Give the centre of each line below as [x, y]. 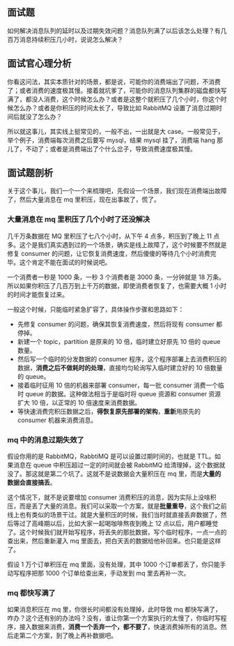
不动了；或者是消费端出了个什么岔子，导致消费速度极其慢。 [111, 149]
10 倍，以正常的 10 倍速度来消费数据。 [86, 403]
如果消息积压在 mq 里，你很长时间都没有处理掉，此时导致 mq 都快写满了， [114, 610]
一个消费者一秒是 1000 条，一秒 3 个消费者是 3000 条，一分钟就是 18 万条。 [116, 277]
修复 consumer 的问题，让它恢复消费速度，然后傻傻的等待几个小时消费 [109, 253]
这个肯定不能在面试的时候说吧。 [65, 262]
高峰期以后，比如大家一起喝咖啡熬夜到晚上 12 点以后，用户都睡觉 [125, 524]
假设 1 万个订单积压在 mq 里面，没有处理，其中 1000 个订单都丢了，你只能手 [117, 564]
